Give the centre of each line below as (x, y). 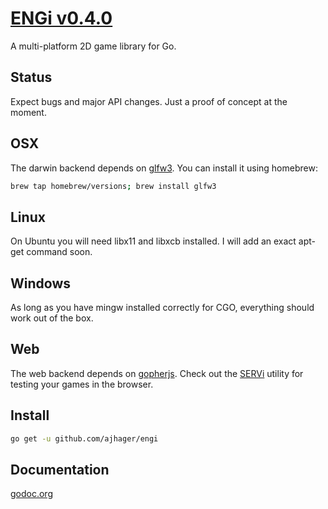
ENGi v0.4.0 (61, 18)
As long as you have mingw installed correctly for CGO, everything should (162, 308)
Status (31, 77)
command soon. (59, 252)
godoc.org (31, 494)
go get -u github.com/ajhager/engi (84, 438)
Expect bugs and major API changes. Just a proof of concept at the (149, 101)
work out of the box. (52, 318)
